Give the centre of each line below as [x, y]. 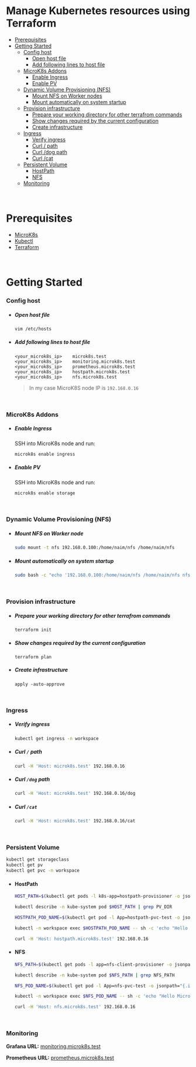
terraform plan [33, 657]
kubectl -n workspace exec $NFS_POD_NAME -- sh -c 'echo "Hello [94, 996]
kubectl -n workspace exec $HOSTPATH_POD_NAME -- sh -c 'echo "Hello [101, 928]
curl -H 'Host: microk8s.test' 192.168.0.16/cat [75, 821]
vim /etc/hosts [33, 329]
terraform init [33, 630]
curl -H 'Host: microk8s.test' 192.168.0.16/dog [75, 794]
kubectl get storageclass [37, 859]
